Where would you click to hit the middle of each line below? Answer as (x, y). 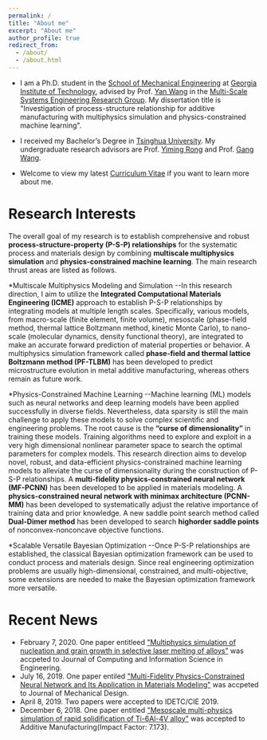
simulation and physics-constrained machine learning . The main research (133, 261)
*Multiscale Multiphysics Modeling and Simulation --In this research (120, 285)
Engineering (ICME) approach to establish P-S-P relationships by (116, 302)
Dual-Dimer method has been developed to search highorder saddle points (134, 521)
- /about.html (39, 61)
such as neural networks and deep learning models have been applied (124, 402)
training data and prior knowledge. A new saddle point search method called (134, 512)
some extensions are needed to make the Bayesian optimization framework (132, 579)
